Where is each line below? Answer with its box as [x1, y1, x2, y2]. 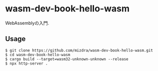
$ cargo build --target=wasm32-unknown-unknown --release [5, 57, 128, 62]
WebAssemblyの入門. [5, 20, 49, 26]
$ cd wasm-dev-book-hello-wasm [5, 52, 70, 57]
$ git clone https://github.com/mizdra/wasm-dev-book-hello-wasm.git [5, 48, 153, 53]
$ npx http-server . [5, 61, 48, 66]
